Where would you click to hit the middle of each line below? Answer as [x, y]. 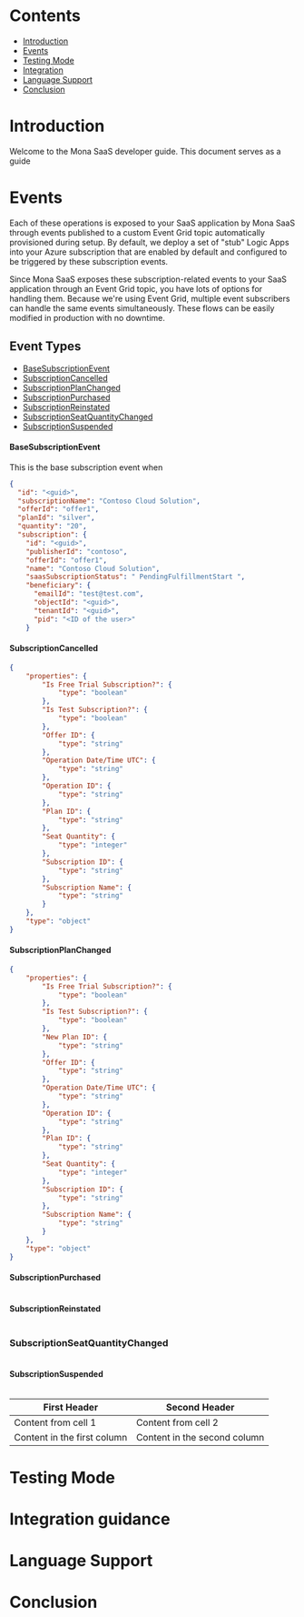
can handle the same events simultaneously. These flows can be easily [142, 308]
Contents [45, 16]
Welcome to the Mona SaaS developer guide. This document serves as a [145, 151]
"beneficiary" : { [59, 586]
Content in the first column [71, 1437]
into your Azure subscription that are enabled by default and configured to [148, 252]
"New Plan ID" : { [74, 1037]
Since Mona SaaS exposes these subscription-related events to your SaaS [148, 279]
